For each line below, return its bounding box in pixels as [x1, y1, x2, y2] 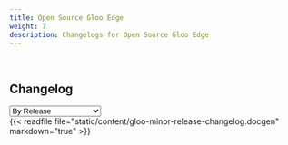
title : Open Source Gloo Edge [9, 13, 124, 23]
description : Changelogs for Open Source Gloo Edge [9, 30, 209, 39]
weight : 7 [9, 22, 47, 31]
